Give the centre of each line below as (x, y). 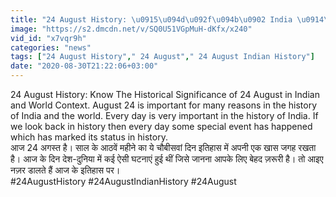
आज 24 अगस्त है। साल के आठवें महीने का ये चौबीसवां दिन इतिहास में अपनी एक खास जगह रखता (163, 147)
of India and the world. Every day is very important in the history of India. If (164, 115)
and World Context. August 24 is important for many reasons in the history (164, 105)
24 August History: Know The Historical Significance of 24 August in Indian (165, 94)
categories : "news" (51, 47)
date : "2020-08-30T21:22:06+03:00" (84, 66)
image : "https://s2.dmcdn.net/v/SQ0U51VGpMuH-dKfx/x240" (131, 29)
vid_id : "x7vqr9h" (48, 38)
